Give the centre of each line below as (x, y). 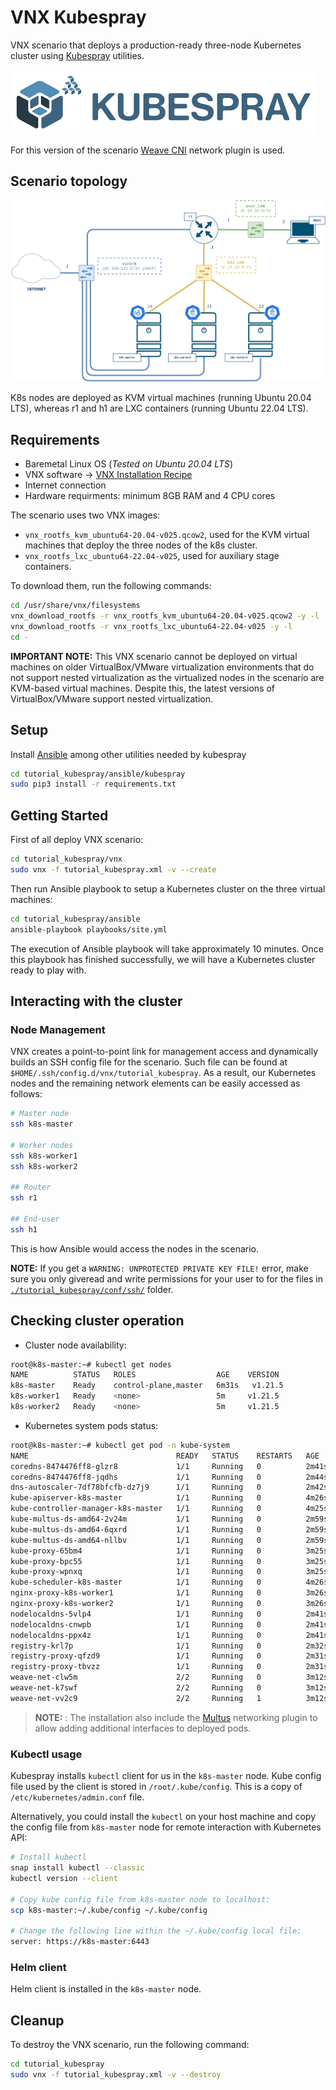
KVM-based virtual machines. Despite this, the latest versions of (143, 688)
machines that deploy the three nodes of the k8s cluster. (141, 545)
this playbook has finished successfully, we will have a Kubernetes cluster (163, 959)
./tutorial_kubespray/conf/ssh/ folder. (92, 1289)
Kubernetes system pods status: (91, 1425)
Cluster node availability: (75, 1345)
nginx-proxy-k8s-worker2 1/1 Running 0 (136, 1604)
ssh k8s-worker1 (44, 1156)
